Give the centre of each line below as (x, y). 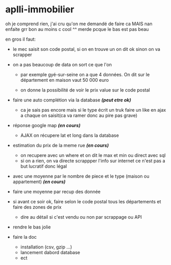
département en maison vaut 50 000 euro (64, 80)
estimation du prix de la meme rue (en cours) (61, 145)
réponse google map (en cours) (46, 125)
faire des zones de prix (37, 207)
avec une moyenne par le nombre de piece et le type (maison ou (81, 176)
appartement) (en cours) (39, 182)
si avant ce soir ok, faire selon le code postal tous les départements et (87, 201)
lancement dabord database (50, 252)
